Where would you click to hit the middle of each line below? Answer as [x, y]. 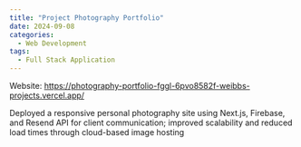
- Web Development [53, 43]
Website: [26, 86]
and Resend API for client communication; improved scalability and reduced [151, 122]
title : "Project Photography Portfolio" [87, 18]
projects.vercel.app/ [47, 95]
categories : [32, 34]
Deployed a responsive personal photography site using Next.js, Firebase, [147, 113]
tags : [19, 52]
